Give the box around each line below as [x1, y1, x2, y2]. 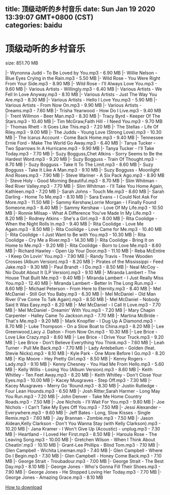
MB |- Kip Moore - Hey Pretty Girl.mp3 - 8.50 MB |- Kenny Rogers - [5, 356, 146, 362]
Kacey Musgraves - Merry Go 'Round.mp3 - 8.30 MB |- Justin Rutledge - [5, 383, 158, 389]
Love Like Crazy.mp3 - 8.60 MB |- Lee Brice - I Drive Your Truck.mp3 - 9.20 [5, 334, 164, 340]
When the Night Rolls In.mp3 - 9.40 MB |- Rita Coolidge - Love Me [5, 221, 144, 227]
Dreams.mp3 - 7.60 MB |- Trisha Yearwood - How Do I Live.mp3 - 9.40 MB [5, 108, 161, 114]
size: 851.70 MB [5, 60, 39, 66]
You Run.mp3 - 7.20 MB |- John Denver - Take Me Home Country [5, 393, 142, 400]
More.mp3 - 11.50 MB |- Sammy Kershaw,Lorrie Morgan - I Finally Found [5, 200, 156, 206]
